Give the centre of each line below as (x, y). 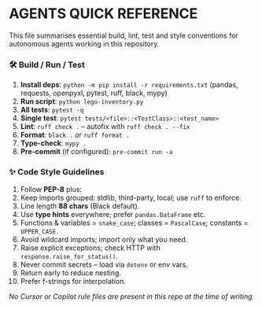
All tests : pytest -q (52, 110)
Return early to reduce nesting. (70, 273)
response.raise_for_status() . (69, 256)
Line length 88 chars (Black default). (80, 206)
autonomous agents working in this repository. (84, 43)
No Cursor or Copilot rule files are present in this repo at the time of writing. (132, 296)
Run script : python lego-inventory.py (82, 101)
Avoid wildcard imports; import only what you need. (104, 239)
